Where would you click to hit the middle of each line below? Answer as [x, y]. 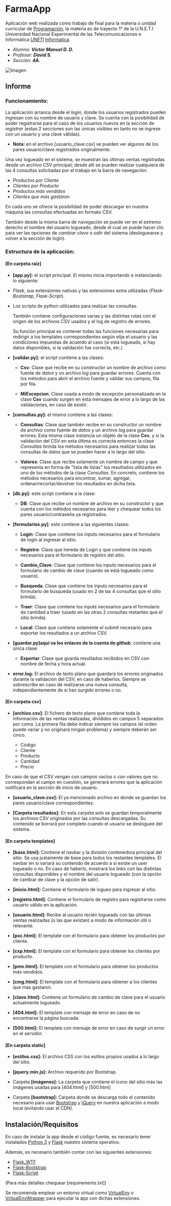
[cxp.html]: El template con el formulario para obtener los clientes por [87, 951]
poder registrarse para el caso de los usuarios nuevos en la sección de [80, 123]
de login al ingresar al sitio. [48, 540]
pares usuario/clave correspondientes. [53, 803]
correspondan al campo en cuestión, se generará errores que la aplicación [84, 782]
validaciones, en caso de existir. [54, 404]
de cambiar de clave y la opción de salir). [56, 880]
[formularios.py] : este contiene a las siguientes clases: [71, 524]
